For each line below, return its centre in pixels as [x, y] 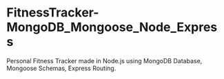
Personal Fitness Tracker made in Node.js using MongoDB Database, [104, 60]
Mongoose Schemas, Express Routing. [61, 68]
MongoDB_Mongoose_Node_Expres [112, 27]
